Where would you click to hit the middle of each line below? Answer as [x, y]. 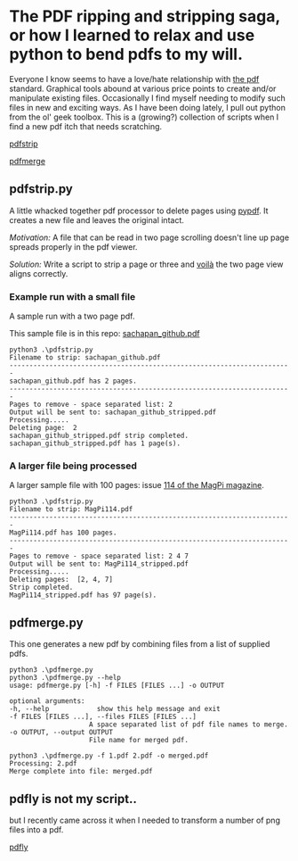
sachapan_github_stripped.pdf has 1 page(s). [95, 443]
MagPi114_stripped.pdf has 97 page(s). [83, 595]
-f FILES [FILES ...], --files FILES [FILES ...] [103, 717]
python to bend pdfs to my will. [126, 54]
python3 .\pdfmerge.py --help [65, 678]
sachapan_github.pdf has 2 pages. [73, 381]
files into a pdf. [36, 829]
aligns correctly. [39, 273]
